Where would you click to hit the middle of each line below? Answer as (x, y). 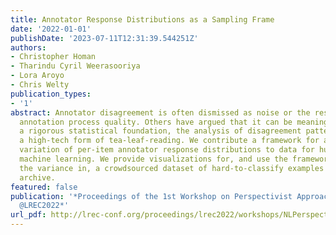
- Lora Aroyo (37, 76)
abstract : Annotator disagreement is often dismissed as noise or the (160, 112)
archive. (37, 177)
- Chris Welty (40, 85)
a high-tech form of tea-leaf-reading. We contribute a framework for (169, 141)
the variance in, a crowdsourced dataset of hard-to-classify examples (172, 168)
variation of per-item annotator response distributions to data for (167, 150)
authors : (28, 47)
